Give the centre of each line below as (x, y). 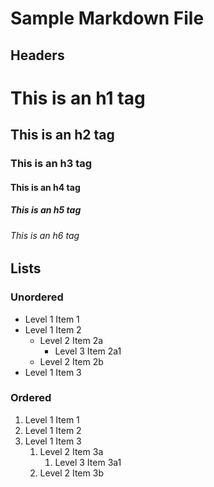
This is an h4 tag (45, 187)
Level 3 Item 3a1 (88, 462)
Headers (37, 55)
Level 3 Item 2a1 (88, 351)
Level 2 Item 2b (71, 361)
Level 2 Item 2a (71, 340)
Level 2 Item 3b (71, 473)
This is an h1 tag (78, 98)
